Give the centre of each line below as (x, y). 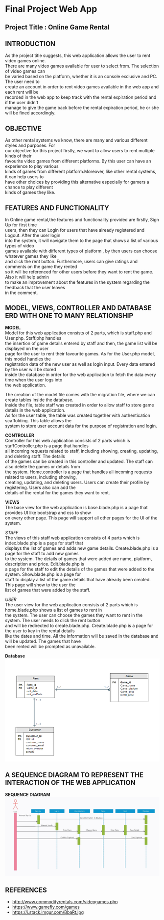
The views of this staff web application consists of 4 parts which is (72, 538)
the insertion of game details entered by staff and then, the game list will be (81, 343)
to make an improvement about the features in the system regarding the (78, 282)
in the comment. (22, 293)
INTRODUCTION (30, 43)
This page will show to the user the (40, 585)
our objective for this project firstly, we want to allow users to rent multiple (80, 151)
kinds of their (18, 156)
